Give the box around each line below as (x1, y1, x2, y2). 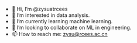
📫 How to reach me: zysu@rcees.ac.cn (11, 31, 108, 37)
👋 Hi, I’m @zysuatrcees (11, 6, 68, 12)
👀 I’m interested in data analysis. (11, 12, 90, 19)
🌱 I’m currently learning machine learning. (11, 18, 113, 24)
